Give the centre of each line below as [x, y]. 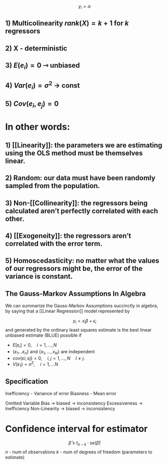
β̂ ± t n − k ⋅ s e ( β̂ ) [85, 443]
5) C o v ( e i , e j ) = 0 [32, 104]
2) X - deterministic [36, 48]
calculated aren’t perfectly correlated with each [82, 211]
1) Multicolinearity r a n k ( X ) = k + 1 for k [67, 23]
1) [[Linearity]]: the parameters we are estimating [84, 145]
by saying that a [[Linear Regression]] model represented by [67, 311]
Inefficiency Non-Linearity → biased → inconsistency [60, 408]
